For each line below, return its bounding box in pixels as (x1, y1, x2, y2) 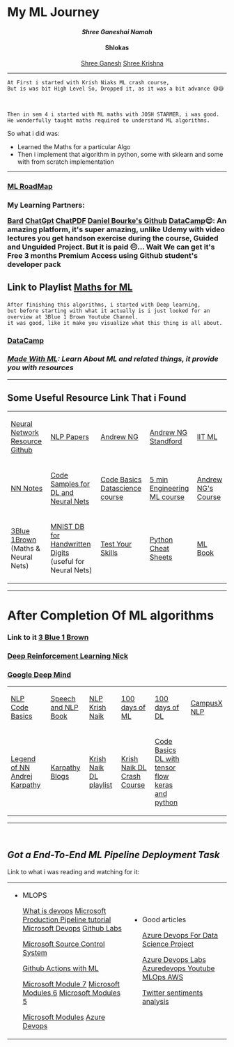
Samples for (50, 479, 91, 489)
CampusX (190, 698, 223, 708)
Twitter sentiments (142, 988, 203, 998)
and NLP (50, 702, 79, 712)
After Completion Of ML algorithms (7, 607, 214, 623)
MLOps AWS (142, 972, 184, 981)
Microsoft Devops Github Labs (22, 923, 122, 933)
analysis (142, 996, 169, 1006)
